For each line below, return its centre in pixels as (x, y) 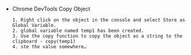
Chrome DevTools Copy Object (51, 9)
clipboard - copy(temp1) (44, 42)
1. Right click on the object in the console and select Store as (99, 20)
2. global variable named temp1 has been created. (78, 31)
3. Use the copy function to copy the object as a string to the (97, 36)
